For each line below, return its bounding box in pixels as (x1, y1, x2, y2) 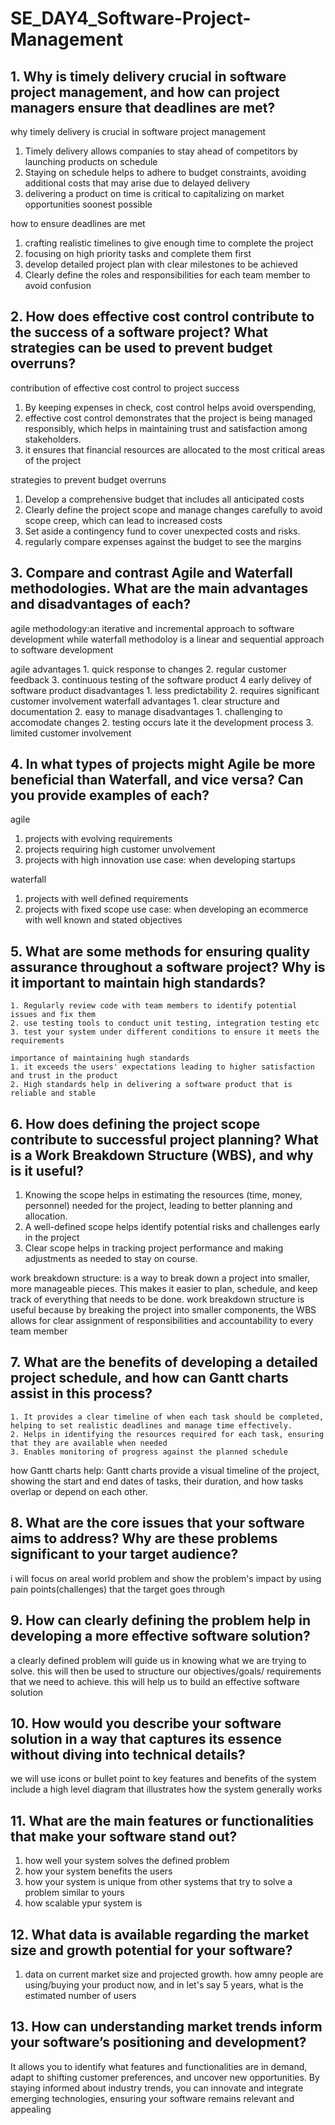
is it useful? (10, 1162, 84, 1179)
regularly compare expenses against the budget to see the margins (24, 535, 302, 547)
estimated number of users (24, 1989, 137, 2001)
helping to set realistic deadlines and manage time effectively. (10, 1420, 293, 1431)
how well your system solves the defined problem (24, 1855, 230, 1867)
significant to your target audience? (10, 1546, 239, 1563)
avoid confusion (24, 280, 92, 291)
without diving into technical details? (10, 1746, 246, 1763)
